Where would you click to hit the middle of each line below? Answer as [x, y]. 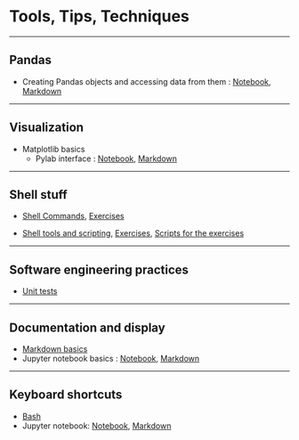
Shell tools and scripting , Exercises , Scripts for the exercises [133, 233]
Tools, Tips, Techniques [99, 16]
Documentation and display [88, 327]
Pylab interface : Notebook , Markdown [106, 159]
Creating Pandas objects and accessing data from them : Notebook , [146, 81]
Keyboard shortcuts [66, 395]
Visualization [47, 128]
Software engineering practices [99, 269]
